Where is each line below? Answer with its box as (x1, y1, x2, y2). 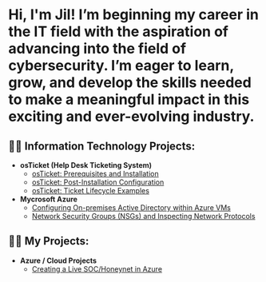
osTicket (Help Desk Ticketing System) (19, 161, 153, 169)
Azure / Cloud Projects (19, 256, 97, 265)
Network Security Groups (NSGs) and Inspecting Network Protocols (31, 212, 256, 220)
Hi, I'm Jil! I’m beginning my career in (8, 6, 260, 24)
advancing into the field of (8, 40, 186, 58)
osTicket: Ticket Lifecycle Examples (31, 186, 150, 195)
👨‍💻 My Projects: (8, 234, 89, 248)
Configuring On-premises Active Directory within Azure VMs (31, 203, 232, 212)
